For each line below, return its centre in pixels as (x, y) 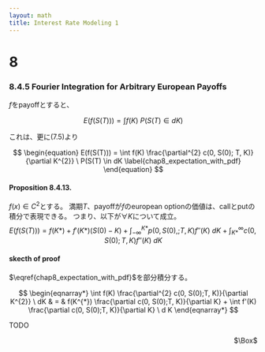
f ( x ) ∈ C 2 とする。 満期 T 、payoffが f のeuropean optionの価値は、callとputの (132, 206)
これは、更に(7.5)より (44, 137)
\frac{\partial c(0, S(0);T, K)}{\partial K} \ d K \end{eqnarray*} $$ (133, 309)
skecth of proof (35, 258)
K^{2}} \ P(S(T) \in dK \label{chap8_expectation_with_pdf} (147, 161)
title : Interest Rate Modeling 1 (64, 23)
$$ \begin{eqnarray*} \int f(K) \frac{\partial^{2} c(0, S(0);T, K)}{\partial (133, 293)
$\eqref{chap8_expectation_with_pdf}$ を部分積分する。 (101, 277)
